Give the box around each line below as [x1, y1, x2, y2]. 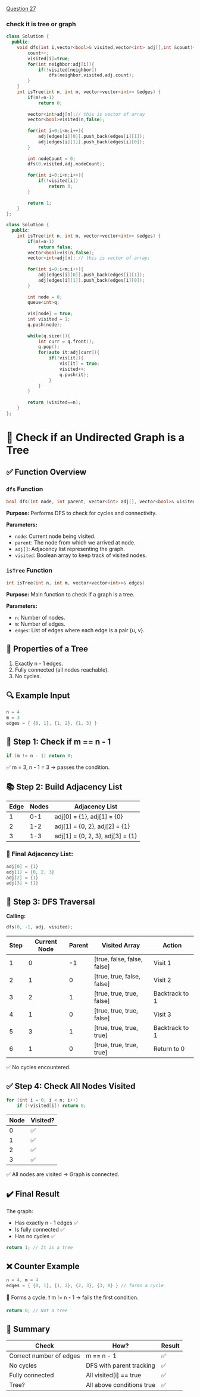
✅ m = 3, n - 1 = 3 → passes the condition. [6, 764, 110, 771]
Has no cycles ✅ [14, 1233, 56, 1240]
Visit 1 [153, 958, 171, 967]
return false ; [37, 244, 73, 250]
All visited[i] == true [86, 1371, 142, 1380]
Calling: [6, 913, 26, 920]
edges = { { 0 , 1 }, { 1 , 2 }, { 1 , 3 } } [6, 721, 97, 727]
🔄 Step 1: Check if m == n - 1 [6, 737, 111, 747]
